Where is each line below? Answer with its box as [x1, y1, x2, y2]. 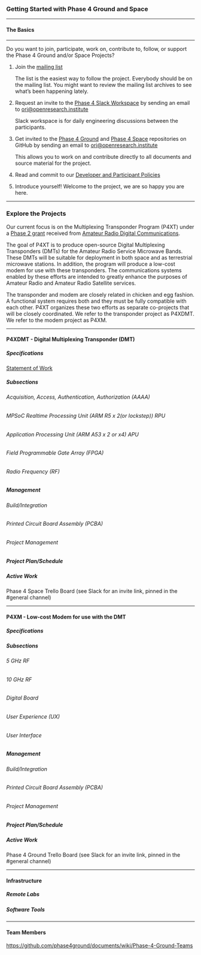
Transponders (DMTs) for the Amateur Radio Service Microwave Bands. [6, 248, 183, 255]
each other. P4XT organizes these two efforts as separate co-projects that [6, 303, 190, 311]
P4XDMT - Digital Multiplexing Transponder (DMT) [6, 336, 135, 343]
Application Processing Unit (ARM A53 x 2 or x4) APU [6, 430, 139, 438]
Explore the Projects [6, 209, 66, 218]
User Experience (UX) [6, 713, 60, 721]
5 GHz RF [6, 657, 30, 664]
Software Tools [6, 906, 45, 913]
